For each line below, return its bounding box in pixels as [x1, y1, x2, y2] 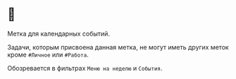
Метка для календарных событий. [7, 29, 111, 38]
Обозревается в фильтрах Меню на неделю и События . [7, 64, 163, 72]
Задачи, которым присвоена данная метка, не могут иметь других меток [7, 43, 229, 51]
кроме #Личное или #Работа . [7, 50, 89, 59]
